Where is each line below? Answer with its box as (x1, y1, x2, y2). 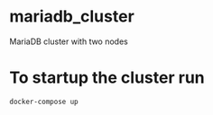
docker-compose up (9, 97, 79, 106)
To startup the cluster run (9, 67, 205, 88)
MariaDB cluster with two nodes (9, 36, 128, 47)
